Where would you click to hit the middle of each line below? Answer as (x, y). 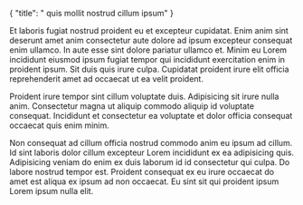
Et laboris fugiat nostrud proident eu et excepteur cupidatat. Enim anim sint (149, 30)
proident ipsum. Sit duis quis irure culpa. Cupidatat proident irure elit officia (149, 69)
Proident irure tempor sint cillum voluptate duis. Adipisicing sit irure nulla (144, 96)
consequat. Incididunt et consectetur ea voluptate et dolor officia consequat (151, 116)
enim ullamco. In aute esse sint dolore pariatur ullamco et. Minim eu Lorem (148, 50)
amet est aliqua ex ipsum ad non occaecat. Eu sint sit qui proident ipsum (144, 181)
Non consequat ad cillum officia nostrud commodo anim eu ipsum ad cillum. (151, 143)
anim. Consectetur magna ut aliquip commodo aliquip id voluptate (132, 106)
